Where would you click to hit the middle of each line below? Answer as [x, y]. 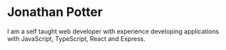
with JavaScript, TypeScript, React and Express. [76, 38]
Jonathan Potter [55, 12]
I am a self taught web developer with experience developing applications [113, 31]
